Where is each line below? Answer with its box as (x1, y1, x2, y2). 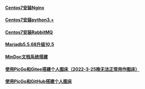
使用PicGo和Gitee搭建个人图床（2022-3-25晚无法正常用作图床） (5, 66, 140, 72)
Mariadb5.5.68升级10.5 (5, 41, 54, 47)
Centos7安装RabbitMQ (5, 29, 53, 35)
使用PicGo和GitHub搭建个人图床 (5, 79, 72, 85)
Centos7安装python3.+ (5, 17, 54, 23)
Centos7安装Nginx (5, 4, 45, 10)
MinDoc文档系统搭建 (5, 54, 48, 60)
